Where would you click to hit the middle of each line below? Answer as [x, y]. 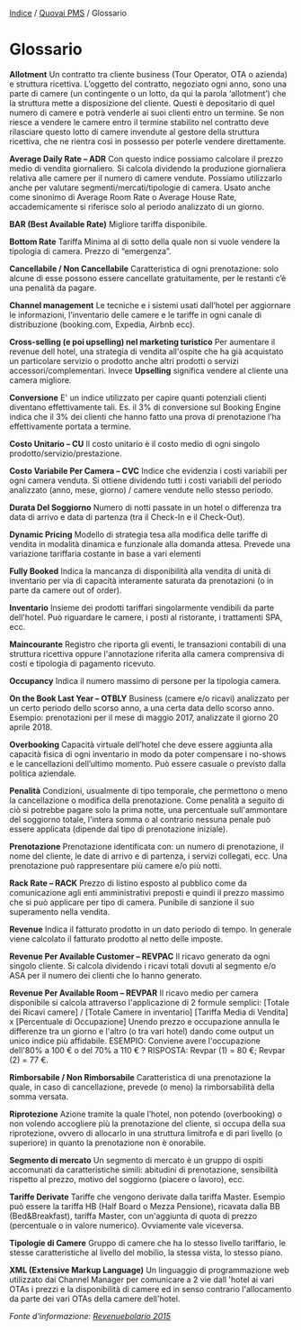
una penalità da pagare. [53, 287]
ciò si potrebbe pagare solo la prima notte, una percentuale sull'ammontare [148, 809]
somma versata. [39, 1096]
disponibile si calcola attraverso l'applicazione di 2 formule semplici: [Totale [150, 1002]
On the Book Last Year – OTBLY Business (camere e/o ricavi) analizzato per [150, 698]
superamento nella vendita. [60, 911]
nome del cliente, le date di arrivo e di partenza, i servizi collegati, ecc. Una [148, 856]
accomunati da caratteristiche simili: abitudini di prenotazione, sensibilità [144, 1170]
